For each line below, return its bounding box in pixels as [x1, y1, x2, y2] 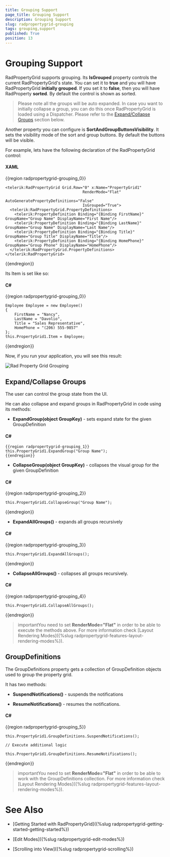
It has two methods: [5, 681, 47, 688]
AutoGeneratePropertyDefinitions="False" [5, 198, 94, 203]
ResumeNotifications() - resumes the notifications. [12, 701, 121, 707]
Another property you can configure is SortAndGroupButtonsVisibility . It [5, 126, 159, 132]
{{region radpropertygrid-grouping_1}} [5, 444, 90, 450]
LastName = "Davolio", [14, 317, 62, 322]
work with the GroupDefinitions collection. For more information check [17, 775, 165, 781]
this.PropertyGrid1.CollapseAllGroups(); [5, 603, 94, 608]
